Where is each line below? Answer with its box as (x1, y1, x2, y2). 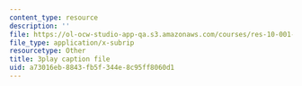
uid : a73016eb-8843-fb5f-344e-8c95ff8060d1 (9, 64, 175, 73)
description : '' (9, 21, 70, 30)
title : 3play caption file (9, 55, 111, 64)
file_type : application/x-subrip (9, 38, 135, 47)
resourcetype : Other (9, 47, 87, 56)
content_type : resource (9, 13, 99, 22)
